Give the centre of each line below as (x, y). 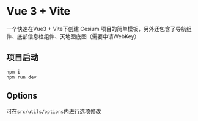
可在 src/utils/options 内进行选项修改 (54, 111)
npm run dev (21, 77)
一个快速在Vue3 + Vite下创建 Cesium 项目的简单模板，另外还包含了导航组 (99, 29)
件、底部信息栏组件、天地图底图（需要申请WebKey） (73, 36)
